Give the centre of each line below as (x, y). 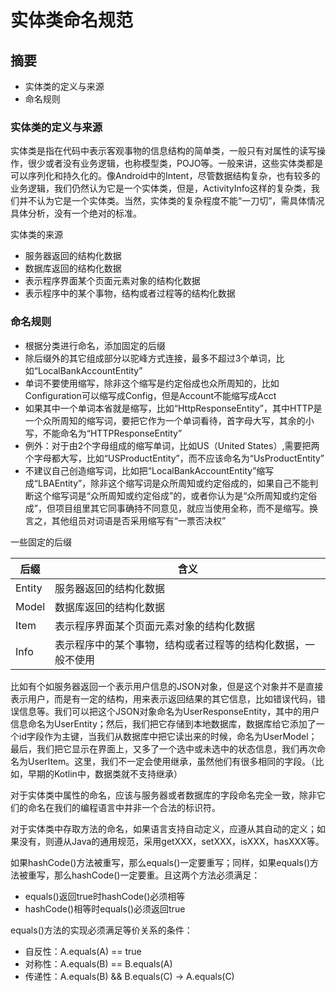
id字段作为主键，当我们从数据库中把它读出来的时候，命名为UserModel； (168, 736)
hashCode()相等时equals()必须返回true (105, 908)
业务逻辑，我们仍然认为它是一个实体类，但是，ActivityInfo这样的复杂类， (161, 188)
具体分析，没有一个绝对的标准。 (76, 213)
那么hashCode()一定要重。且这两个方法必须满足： (157, 875)
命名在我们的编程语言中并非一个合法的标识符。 (124, 807)
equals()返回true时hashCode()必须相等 (105, 896)
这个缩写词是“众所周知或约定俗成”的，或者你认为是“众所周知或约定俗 (175, 495)
